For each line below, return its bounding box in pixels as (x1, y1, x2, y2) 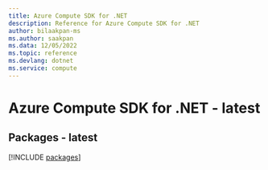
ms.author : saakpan (8, 34, 74, 43)
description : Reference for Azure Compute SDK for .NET (8, 19, 200, 27)
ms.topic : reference (8, 49, 78, 57)
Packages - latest (8, 131, 98, 145)
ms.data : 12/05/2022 (8, 42, 78, 50)
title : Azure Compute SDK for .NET (8, 11, 128, 20)
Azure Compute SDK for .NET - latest (8, 98, 261, 117)
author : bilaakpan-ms (8, 27, 81, 35)
